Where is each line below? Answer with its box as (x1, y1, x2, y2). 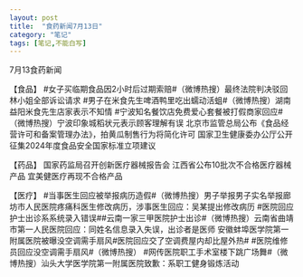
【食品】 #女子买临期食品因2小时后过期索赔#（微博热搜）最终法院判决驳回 (9, 83, 289, 95)
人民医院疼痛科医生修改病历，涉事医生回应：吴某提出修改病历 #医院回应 (24, 201, 294, 213)
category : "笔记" (9, 30, 72, 39)
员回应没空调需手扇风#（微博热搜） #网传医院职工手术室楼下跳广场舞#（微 (9, 246, 289, 258)
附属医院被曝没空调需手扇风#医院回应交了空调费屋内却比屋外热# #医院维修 (9, 235, 289, 246)
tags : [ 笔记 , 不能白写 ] (9, 38, 87, 48)
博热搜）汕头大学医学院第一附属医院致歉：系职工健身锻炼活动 (9, 258, 240, 269)
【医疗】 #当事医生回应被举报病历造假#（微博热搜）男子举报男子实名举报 (9, 190, 283, 201)
